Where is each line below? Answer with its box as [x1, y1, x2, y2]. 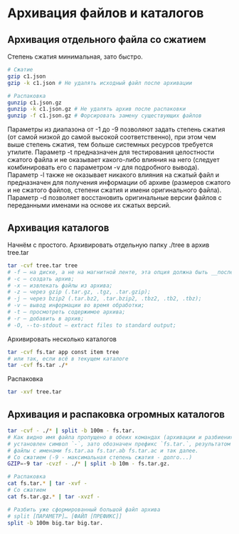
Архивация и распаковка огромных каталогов [7, 408, 225, 420]
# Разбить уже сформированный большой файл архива [7, 505, 161, 513]
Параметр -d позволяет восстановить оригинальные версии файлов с [7, 193, 223, 202]
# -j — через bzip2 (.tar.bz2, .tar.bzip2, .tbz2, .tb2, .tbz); [7, 295, 202, 303]
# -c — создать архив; [7, 275, 75, 283]
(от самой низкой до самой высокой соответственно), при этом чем [7, 133, 217, 141]
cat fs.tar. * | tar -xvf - [7, 480, 87, 487]
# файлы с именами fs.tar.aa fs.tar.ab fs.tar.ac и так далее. [7, 447, 199, 454]
